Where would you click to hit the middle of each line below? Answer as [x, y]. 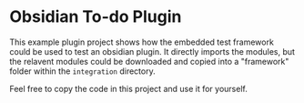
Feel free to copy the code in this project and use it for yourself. [128, 88]
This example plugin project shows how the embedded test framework [142, 42]
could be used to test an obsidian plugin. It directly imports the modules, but [152, 51]
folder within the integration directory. [83, 71]
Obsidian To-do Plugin [96, 17]
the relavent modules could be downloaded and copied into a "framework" [149, 61]
